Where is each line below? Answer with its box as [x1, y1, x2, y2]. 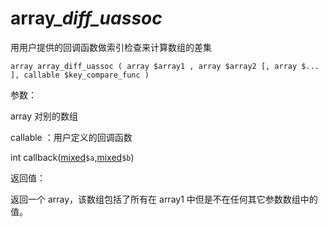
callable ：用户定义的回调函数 [10, 131, 133, 143]
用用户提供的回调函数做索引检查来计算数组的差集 [10, 41, 212, 53]
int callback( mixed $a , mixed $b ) [10, 151, 135, 163]
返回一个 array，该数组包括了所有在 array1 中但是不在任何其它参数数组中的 [10, 193, 318, 205]
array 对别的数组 [10, 110, 79, 122]
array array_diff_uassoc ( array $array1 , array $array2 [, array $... [10, 61, 320, 71]
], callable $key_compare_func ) [10, 70, 150, 80]
